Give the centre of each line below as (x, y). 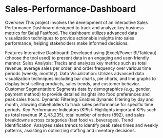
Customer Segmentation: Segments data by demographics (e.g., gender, (78, 89)
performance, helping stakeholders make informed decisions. (67, 43)
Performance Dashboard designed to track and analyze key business (74, 27)
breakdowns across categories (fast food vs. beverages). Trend (69, 120)
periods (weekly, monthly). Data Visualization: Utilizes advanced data (75, 73)
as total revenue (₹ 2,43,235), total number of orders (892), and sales (75, 115)
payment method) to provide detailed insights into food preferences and (77, 94)
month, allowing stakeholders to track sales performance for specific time (79, 104)
